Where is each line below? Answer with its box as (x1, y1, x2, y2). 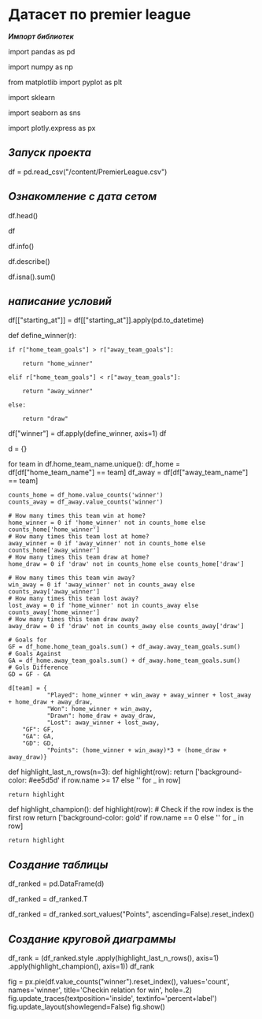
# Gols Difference (8, 664, 68, 671)
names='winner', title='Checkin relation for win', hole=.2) (8, 985, 193, 995)
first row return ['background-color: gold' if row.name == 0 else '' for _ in (8, 813, 245, 823)
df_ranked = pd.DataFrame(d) (8, 879, 105, 888)
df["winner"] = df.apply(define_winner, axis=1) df (8, 429, 167, 438)
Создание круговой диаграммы (8, 932, 176, 946)
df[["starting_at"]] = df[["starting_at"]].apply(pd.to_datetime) (8, 315, 205, 325)
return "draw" (22, 415, 68, 423)
